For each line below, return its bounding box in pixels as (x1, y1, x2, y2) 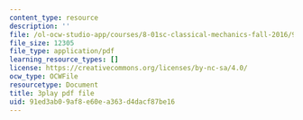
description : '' (9, 22, 70, 31)
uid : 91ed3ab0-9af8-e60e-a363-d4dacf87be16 (9, 97, 176, 106)
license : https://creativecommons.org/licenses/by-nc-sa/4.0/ (9, 64, 248, 73)
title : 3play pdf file (9, 88, 95, 97)
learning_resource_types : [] (9, 55, 119, 64)
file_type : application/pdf (9, 47, 115, 56)
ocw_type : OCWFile (9, 72, 78, 81)
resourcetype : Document (9, 80, 99, 89)
